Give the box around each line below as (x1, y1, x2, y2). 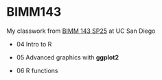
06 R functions (16, 66, 58, 75)
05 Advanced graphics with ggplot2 (16, 53, 119, 62)
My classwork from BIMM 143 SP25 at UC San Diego (6, 27, 156, 35)
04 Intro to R (16, 40, 52, 48)
